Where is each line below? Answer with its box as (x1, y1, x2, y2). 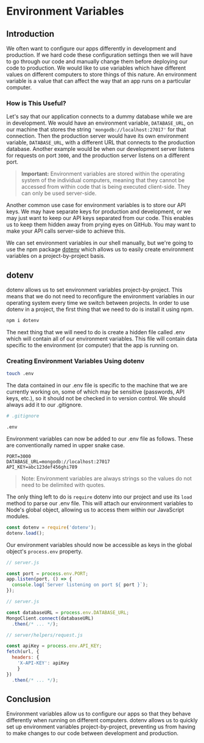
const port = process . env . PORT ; (6, 570, 88, 577)
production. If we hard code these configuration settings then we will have (6, 51, 193, 59)
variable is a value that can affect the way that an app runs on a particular (6, 78, 191, 84)
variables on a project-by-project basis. (6, 252, 105, 260)
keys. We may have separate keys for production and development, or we (6, 208, 191, 215)
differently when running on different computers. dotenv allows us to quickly (6, 717, 198, 724)
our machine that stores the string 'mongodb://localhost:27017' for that (6, 126, 186, 133)
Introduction (6, 29, 55, 39)
